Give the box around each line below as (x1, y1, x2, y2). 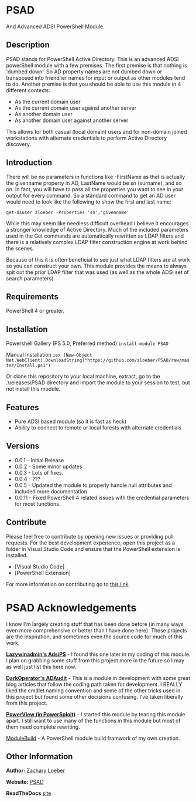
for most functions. (14, 500, 61, 507)
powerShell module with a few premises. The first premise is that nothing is (6, 62, 187, 69)
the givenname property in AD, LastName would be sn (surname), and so (6, 180, 182, 187)
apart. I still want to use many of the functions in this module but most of (6, 717, 181, 724)
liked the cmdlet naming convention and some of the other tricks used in (6, 687, 181, 694)
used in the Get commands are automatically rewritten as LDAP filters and (6, 232, 184, 239)
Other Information (6, 752, 73, 762)
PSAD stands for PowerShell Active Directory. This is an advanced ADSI (6, 55, 179, 62)
